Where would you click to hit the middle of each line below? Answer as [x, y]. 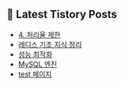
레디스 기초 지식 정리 [50, 44]
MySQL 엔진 [38, 64]
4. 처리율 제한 [39, 34]
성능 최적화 [35, 54]
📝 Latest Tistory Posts [62, 15]
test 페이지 [35, 74]
